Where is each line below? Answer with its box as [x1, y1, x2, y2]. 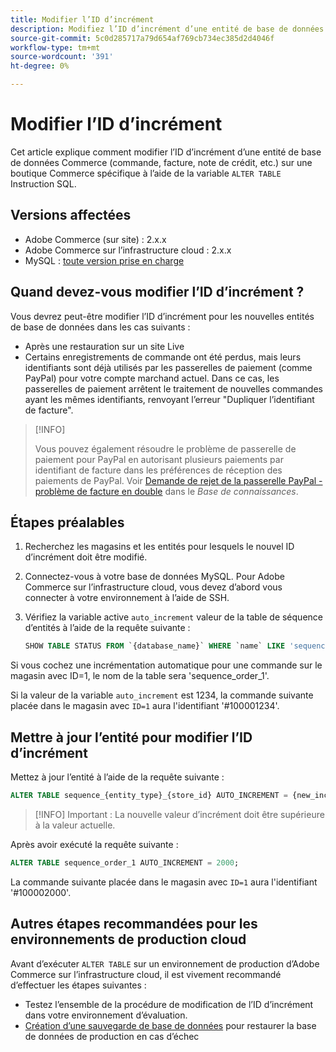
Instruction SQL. [10, 177, 77, 190]
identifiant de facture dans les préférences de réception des [34, 464, 283, 476]
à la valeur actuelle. [34, 819, 116, 831]
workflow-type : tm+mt [10, 42, 101, 53]
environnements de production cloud [10, 931, 247, 948]
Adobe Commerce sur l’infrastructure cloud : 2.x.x [24, 244, 232, 256]
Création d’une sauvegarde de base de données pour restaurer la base [24, 1019, 317, 1031]
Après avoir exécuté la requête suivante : [10, 838, 179, 850]
